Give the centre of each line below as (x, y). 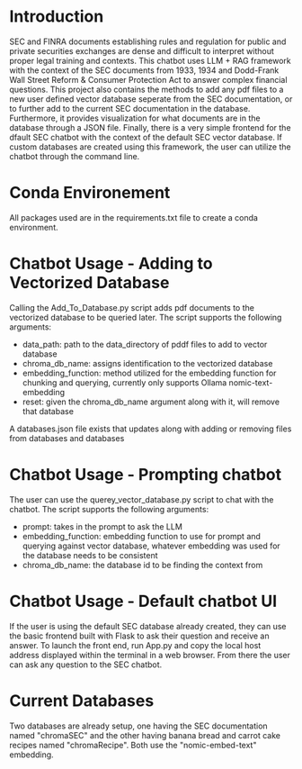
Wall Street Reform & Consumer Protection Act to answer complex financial (148, 79)
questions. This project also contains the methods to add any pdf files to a (147, 89)
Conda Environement (90, 193)
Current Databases (82, 701)
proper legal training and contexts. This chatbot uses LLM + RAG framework (150, 60)
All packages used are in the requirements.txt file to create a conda (134, 217)
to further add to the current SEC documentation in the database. (130, 108)
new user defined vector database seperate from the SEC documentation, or (151, 99)
